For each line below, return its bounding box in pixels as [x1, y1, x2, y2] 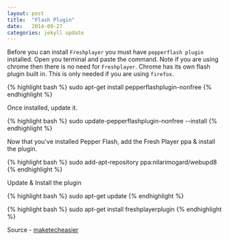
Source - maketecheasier [7, 226, 79, 234]
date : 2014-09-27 [7, 23, 63, 29]
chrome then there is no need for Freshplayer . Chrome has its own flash [7, 62, 210, 71]
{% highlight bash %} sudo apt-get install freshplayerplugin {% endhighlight [7, 205, 222, 213]
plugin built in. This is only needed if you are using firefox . [7, 70, 174, 78]
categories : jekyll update [7, 29, 84, 36]
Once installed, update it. [7, 104, 77, 112]
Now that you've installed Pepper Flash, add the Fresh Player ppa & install [7, 138, 216, 146]
